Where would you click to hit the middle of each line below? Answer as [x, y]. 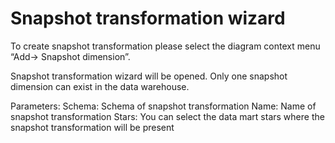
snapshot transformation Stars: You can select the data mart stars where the [167, 116]
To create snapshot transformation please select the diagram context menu [165, 46]
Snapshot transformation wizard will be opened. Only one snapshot [149, 76]
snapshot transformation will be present [92, 127]
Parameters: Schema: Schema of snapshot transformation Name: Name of [163, 106]
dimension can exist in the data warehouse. [100, 86]
